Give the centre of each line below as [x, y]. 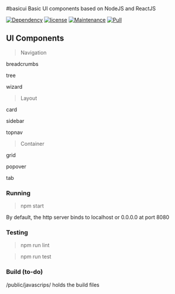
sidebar [15, 121]
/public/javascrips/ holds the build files [53, 285]
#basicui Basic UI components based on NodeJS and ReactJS [81, 9]
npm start [32, 206]
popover [16, 166]
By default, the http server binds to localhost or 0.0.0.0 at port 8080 [88, 218]
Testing [17, 233]
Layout [29, 98]
